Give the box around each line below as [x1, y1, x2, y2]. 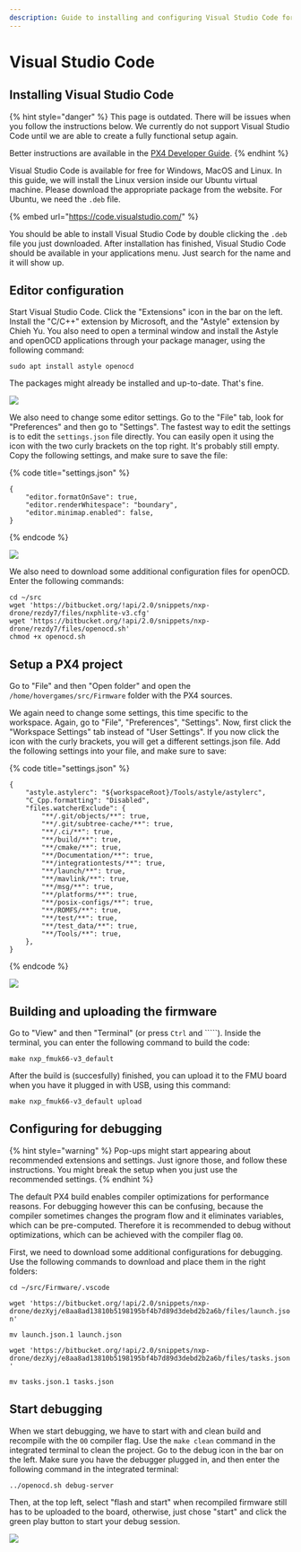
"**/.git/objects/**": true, [41, 812, 150, 821]
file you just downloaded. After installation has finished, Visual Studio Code [9, 238, 287, 248]
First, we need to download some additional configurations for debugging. [9, 1246, 283, 1257]
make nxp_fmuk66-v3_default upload [9, 1097, 142, 1106]
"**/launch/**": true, [41, 867, 126, 876]
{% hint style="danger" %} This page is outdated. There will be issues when [9, 111, 291, 122]
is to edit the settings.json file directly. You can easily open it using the [9, 432, 275, 442]
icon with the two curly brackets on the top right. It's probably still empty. [9, 440, 279, 451]
